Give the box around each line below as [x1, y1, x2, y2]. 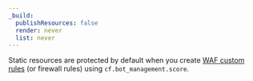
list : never [15, 33, 56, 42]
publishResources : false [15, 19, 98, 27]
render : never [15, 26, 62, 34]
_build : [8, 11, 34, 20]
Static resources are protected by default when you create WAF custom [8, 56, 245, 65]
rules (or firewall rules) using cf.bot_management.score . [8, 64, 190, 74]
